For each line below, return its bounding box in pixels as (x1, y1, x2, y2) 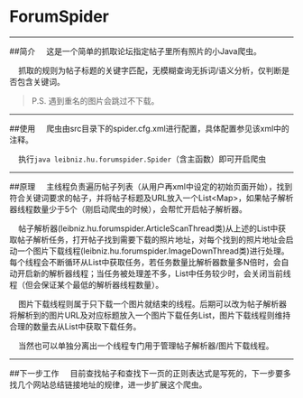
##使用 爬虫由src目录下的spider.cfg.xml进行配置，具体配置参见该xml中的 (9, 123, 290, 134)
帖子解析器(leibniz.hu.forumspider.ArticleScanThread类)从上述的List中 (17, 223, 279, 234)
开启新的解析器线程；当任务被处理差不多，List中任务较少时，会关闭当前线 (16, 268, 291, 279)
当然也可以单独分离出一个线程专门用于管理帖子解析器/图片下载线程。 (17, 340, 274, 351)
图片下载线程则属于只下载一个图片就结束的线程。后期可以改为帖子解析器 (17, 298, 287, 309)
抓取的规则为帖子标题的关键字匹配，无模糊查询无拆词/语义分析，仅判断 (17, 65, 282, 76)
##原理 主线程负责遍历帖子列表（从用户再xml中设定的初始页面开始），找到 (9, 180, 293, 191)
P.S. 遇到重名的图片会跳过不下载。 (31, 95, 160, 106)
